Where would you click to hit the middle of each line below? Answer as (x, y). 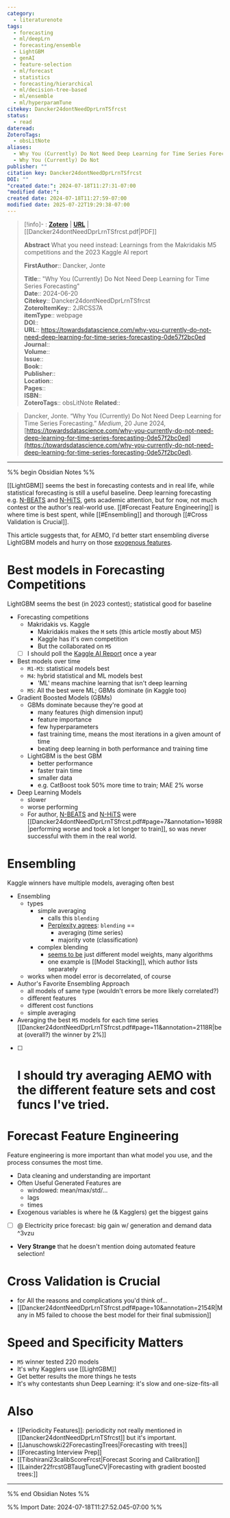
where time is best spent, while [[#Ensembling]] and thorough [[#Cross (107, 514)
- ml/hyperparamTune (42, 103)
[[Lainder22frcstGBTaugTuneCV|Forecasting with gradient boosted (112, 1467)
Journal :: (37, 344)
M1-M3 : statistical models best (68, 668)
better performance (65, 763)
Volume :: (37, 351)
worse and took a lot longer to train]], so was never (135, 829)
